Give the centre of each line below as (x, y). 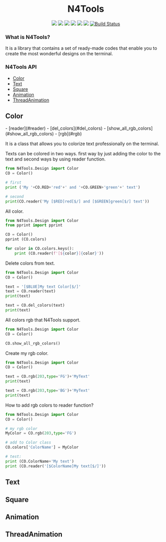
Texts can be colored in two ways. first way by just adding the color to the (83, 154)
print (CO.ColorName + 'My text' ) (40, 461)
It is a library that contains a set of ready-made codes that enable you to (81, 48)
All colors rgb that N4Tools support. (43, 320)
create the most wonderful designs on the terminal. (59, 54)
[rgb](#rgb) (70, 134)
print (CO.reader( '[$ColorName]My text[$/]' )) (56, 466)
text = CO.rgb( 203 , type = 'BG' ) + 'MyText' (48, 391)
